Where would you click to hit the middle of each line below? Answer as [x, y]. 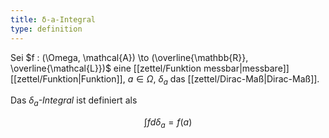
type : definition [46, 29]
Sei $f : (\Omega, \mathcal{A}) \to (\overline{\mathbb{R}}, [129, 57]
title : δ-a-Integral [53, 19]
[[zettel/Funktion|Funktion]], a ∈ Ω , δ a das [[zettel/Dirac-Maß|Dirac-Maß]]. [165, 79]
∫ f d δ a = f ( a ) [168, 123]
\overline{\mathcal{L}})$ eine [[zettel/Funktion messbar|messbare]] [150, 68]
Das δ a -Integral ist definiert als [74, 101]
